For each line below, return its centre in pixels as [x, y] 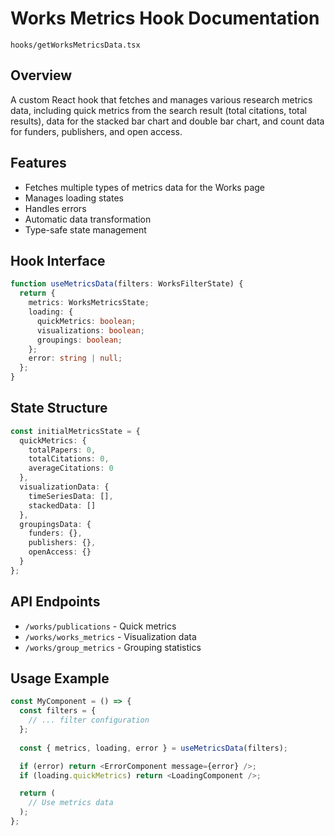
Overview [41, 75]
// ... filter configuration [89, 720]
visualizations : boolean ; [90, 330]
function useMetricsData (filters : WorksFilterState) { [127, 284]
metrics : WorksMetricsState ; [89, 303]
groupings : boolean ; [79, 340]
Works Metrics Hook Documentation [165, 18]
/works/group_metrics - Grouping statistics [113, 647]
